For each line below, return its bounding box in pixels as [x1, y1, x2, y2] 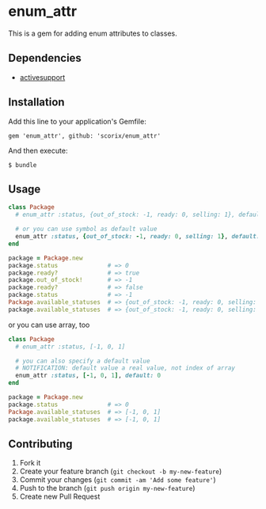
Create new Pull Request [19, 492, 101, 501]
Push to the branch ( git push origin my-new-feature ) [19, 484, 196, 493]
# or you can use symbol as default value [15, 225, 158, 234]
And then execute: [8, 146, 68, 155]
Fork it [19, 458, 41, 468]
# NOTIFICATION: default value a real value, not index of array [15, 364, 236, 372]
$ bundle [8, 161, 37, 169]
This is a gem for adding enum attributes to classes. [8, 28, 177, 38]
